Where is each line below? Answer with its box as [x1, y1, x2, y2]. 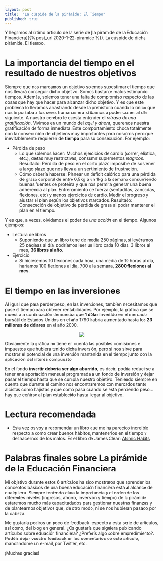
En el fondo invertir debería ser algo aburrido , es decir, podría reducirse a [5, 366, 155, 372]
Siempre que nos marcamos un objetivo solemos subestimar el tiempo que [5, 84, 155, 90]
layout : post [5, 7, 32, 12]
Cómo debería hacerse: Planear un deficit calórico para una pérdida [19, 171, 156, 177]
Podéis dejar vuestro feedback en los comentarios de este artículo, [5, 536, 140, 541]
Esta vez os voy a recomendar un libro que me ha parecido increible [12, 425, 149, 431]
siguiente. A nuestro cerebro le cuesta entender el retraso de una [5, 115, 136, 121]
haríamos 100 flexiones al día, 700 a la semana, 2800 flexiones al [19, 263, 152, 269]
